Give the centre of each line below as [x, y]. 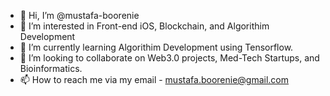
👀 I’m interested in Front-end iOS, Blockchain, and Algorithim [144, 26]
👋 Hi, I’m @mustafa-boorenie [79, 15]
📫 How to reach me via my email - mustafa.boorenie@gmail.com [154, 79]
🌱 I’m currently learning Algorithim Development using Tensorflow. [156, 47]
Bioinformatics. [51, 68]
